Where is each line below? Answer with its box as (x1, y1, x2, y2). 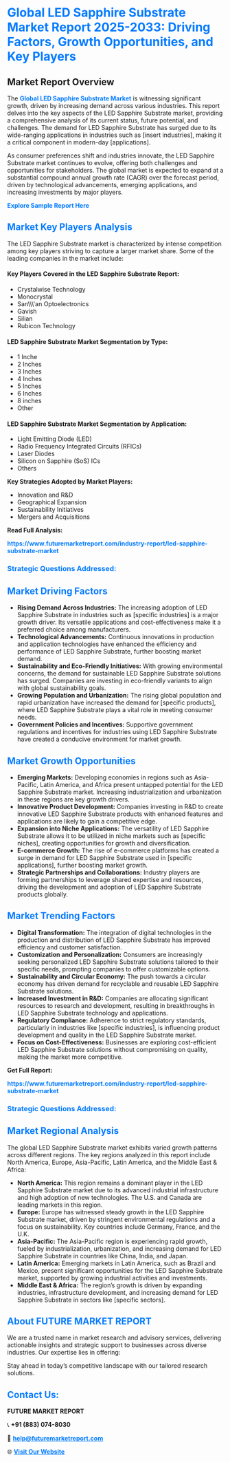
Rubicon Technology (16, 322, 76, 330)
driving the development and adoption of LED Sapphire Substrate (16, 883, 202, 891)
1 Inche (16, 353, 38, 361)
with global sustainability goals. (16, 684, 106, 692)
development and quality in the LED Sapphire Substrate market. (16, 1031, 197, 1039)
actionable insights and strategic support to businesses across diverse (7, 1341, 207, 1349)
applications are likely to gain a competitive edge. (16, 817, 158, 825)
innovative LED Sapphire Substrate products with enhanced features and (16, 810, 223, 818)
